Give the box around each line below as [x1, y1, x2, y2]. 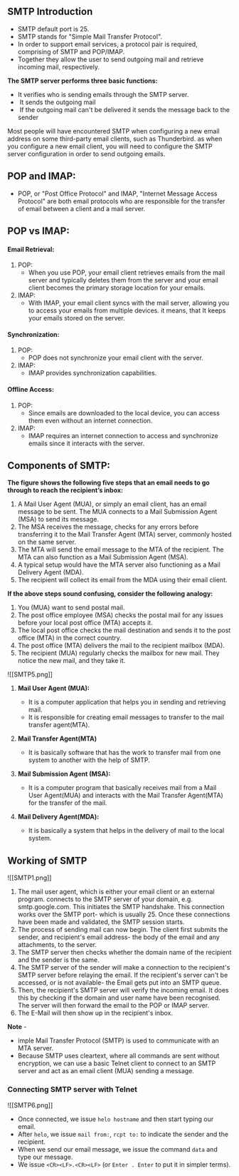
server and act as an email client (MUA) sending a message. [17, 1067, 194, 1075]
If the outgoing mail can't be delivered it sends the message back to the [19, 105, 230, 113]
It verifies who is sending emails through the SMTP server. [17, 90, 189, 98]
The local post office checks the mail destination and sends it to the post [17, 626, 231, 634]
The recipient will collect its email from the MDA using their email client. [17, 576, 228, 584]
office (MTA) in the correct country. [17, 634, 122, 642]
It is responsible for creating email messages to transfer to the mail [28, 713, 224, 721]
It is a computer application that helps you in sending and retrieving [28, 698, 226, 706]
